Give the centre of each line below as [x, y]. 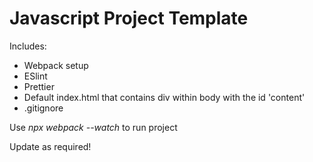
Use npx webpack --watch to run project [93, 127]
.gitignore [43, 108]
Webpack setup [56, 65]
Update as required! [50, 146]
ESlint [35, 76]
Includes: [28, 46]
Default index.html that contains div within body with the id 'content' [164, 97]
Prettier [39, 86]
